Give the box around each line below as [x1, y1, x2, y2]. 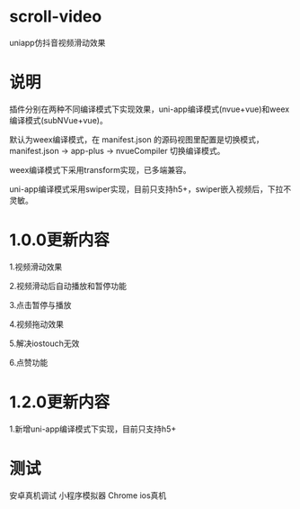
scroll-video [9, 6, 102, 27]
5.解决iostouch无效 [9, 338, 80, 349]
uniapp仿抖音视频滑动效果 [9, 37, 106, 48]
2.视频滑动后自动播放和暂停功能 [9, 280, 128, 291]
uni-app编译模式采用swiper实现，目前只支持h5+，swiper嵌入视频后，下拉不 [9, 183, 292, 195]
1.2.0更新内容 [9, 392, 110, 412]
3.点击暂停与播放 [9, 299, 72, 310]
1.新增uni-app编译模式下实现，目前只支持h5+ [9, 423, 177, 434]
